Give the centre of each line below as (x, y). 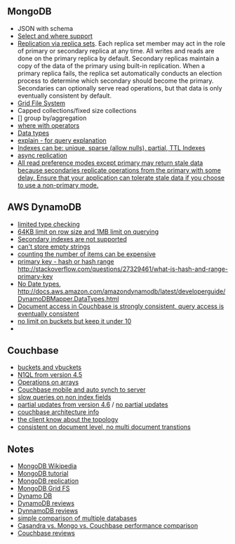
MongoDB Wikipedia (47, 466)
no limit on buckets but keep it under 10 (74, 321)
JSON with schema (45, 28)
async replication (42, 155)
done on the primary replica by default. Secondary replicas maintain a (118, 58)
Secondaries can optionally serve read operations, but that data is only (120, 88)
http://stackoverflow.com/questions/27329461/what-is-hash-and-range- (123, 269)
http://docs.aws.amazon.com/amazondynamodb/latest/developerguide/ (121, 291)
